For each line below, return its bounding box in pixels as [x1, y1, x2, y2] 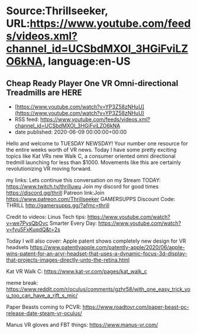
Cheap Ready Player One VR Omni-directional [6, 78, 179, 88]
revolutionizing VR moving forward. [6, 165, 92, 172]
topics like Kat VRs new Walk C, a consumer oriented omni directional [6, 152, 176, 160]
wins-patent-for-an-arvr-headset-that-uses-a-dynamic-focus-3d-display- [6, 250, 188, 257]
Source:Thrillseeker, [6, 4, 108, 18]
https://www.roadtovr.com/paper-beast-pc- [82, 304, 189, 310]
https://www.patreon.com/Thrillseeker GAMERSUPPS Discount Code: [6, 196, 176, 202]
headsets [6, 244, 29, 250]
